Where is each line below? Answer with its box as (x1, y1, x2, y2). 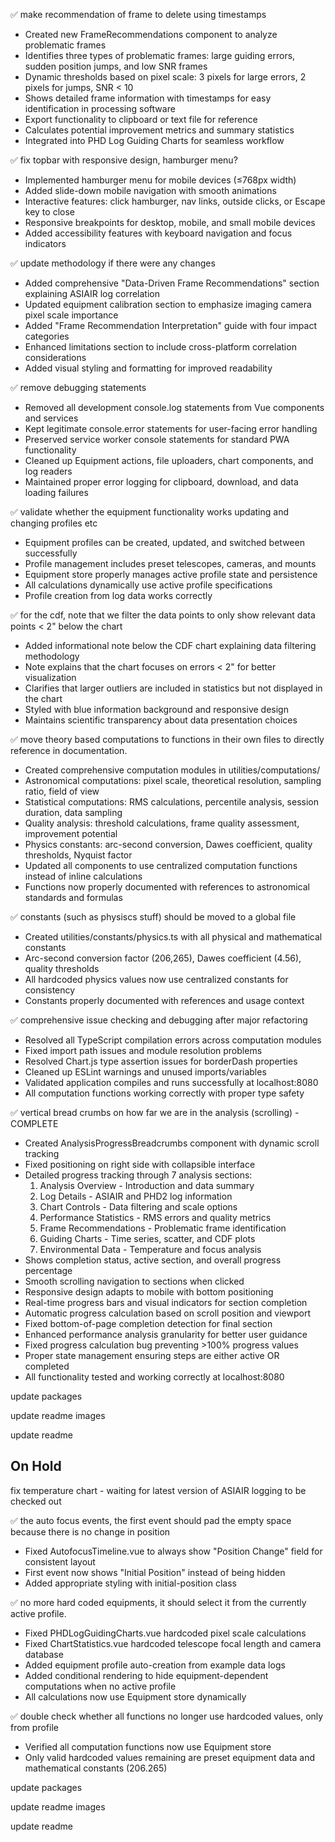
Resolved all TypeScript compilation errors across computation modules (24, 1034, 322, 1046)
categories (24, 330, 70, 342)
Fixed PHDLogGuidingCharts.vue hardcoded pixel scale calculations (24, 1627, 307, 1639)
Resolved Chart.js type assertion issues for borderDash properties (24, 1055, 298, 1067)
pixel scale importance (24, 309, 119, 321)
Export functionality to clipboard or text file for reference (24, 114, 258, 125)
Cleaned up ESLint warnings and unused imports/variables (24, 1066, 267, 1078)
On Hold (10, 1458, 62, 1475)
